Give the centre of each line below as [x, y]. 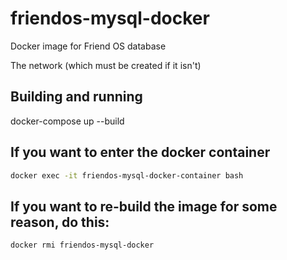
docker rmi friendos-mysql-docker [82, 245]
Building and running [76, 97]
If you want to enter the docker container [140, 152]
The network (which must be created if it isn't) [106, 65]
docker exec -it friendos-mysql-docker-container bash [127, 175]
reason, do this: [60, 222]
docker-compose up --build [67, 121]
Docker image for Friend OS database [88, 46]
